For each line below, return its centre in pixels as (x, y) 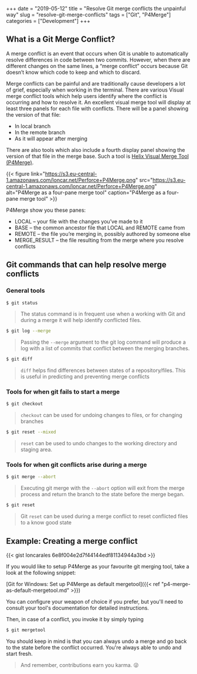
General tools (26, 291)
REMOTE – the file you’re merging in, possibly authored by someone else (102, 233)
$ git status (22, 303)
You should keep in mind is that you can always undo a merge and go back (96, 641)
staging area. (36, 450)
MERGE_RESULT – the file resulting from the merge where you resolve (99, 240)
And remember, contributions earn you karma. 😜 (79, 665)
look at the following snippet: (41, 573)
